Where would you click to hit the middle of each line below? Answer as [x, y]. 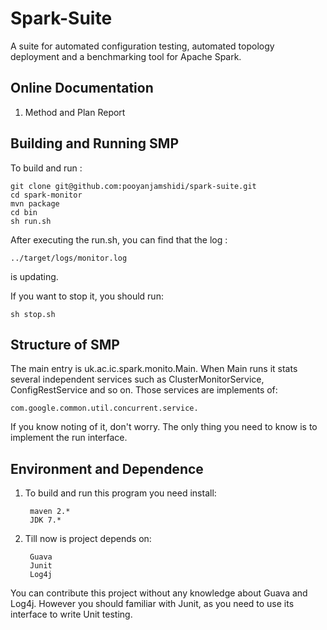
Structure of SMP [65, 344]
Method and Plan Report [75, 112]
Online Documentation [82, 88]
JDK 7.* [45, 520]
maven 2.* [50, 512]
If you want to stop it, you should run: [87, 296]
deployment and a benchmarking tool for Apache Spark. [126, 56]
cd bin [24, 212]
